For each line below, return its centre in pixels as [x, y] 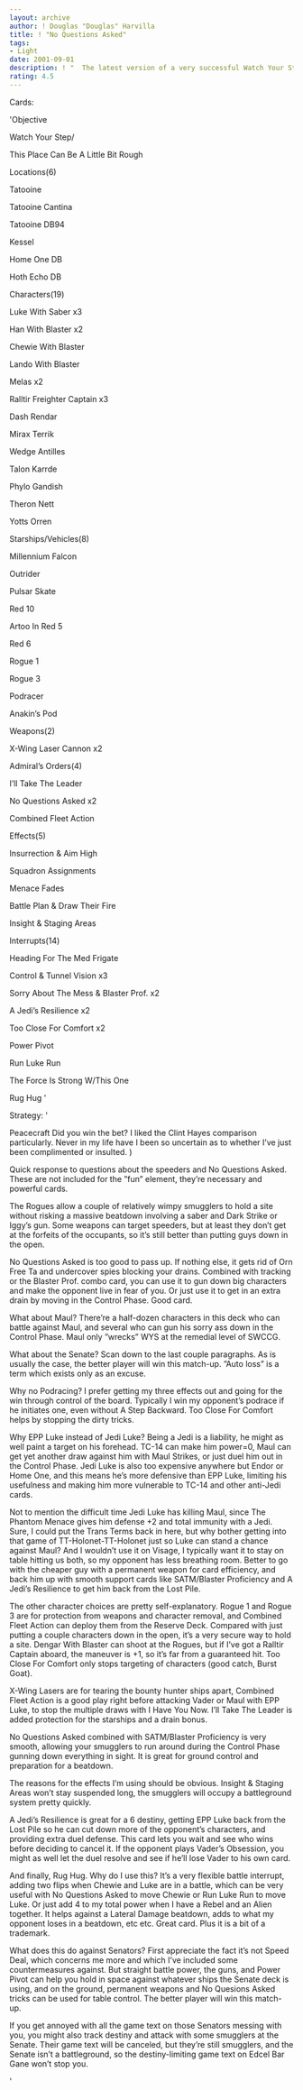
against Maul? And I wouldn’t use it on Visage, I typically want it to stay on [147, 1550]
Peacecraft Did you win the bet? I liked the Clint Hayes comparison [133, 1132]
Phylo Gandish [36, 486]
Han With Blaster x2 [46, 329]
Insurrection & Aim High [53, 853]
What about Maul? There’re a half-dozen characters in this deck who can [145, 1317]
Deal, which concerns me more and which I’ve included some [124, 1960]
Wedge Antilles [37, 451]
